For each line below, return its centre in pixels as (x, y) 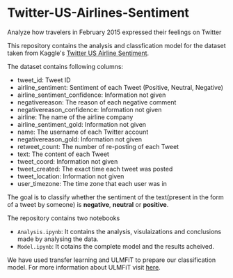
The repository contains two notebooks (64, 218)
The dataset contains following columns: (65, 66)
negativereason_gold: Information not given (80, 139)
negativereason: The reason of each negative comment (97, 102)
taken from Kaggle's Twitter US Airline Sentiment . (78, 53)
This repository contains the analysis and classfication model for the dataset (116, 45)
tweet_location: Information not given (71, 176)
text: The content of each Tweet (63, 154)
